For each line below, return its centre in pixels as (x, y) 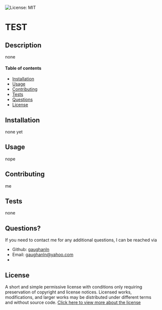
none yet (14, 132)
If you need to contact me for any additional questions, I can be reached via (81, 240)
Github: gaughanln (31, 250)
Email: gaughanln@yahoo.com (43, 255)
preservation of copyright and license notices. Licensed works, (68, 292)
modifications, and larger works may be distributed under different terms (78, 297)
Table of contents (23, 68)
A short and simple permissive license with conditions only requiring (74, 287)
